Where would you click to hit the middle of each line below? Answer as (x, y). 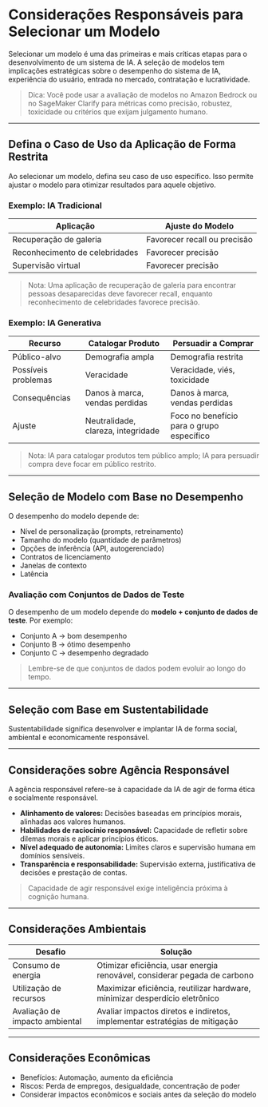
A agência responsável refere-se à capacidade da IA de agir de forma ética (132, 790)
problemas (32, 380)
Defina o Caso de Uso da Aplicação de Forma (122, 144)
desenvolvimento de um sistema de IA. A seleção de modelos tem (116, 62)
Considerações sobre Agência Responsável (119, 770)
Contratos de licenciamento (65, 557)
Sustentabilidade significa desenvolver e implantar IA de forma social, (123, 729)
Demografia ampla (120, 357)
